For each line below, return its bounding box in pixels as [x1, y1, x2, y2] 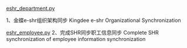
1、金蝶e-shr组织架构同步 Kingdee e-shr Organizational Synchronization [6, 17, 181, 24]
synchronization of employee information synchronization [6, 36, 146, 42]
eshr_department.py [6, 5, 55, 12]
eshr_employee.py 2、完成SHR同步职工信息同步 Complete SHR [6, 29, 159, 36]
